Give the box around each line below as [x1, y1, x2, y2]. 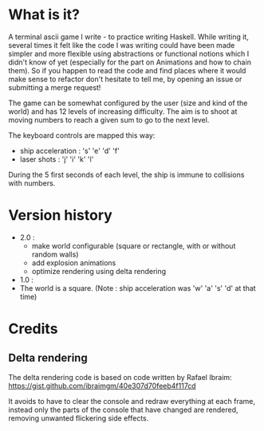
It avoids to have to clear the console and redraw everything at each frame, [8, 396, 255, 406]
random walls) [31, 249, 79, 259]
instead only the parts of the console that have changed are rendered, [8, 405, 238, 414]
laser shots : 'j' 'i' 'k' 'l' [19, 154, 94, 164]
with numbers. [8, 178, 56, 188]
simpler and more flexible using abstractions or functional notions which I [8, 49, 250, 58]
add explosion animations [31, 257, 116, 268]
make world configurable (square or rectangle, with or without [31, 241, 236, 250]
